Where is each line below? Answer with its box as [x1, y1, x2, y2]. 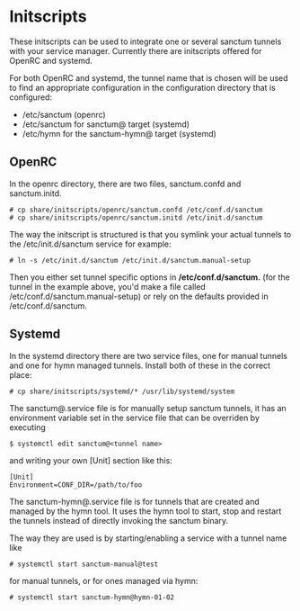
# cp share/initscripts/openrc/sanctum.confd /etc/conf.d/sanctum [9, 205, 263, 214]
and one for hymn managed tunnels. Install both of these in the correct [9, 360, 271, 371]
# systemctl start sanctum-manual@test [9, 560, 159, 569]
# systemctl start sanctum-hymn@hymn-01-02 [9, 592, 175, 602]
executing [9, 421, 47, 433]
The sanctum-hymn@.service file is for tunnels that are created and [9, 496, 260, 507]
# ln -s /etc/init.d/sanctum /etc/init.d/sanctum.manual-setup [9, 256, 251, 265]
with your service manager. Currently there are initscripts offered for [9, 45, 262, 56]
